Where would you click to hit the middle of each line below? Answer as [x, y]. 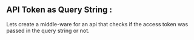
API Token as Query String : [59, 10]
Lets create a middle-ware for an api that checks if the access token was [97, 24]
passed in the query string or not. [48, 30]
